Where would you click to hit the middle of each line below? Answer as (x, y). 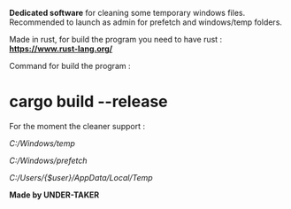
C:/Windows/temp (42, 143)
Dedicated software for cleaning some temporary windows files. (127, 13)
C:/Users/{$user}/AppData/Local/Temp (81, 177)
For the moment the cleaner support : (77, 126)
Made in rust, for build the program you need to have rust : (116, 39)
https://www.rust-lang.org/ (61, 49)
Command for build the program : (70, 66)
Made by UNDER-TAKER (54, 195)
